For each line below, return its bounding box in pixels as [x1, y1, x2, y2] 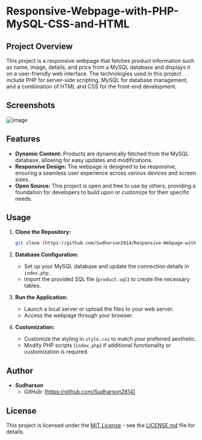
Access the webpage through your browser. [24, 312, 134, 319]
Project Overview [6, 41, 73, 51]
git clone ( [14, 240, 45, 246]
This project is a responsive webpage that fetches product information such [6, 57, 195, 64]
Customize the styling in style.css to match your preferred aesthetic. [24, 335, 197, 343]
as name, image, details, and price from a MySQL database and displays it [6, 63, 191, 71]
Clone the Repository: [14, 228, 71, 236]
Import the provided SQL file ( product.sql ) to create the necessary [24, 276, 190, 283]
